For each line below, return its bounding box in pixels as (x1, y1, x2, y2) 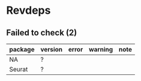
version (40, 46, 63, 53)
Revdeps (6, 4, 51, 17)
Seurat (9, 65, 28, 73)
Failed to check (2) (6, 28, 77, 38)
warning (89, 46, 113, 53)
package (9, 46, 35, 53)
